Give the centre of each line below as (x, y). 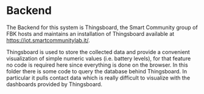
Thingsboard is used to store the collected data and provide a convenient (98, 52)
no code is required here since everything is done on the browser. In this (97, 65)
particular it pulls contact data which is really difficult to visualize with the (98, 78)
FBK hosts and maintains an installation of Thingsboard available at (90, 33)
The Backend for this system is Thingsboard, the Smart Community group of (102, 27)
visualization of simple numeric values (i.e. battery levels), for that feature (99, 58)
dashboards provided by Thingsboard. (54, 84)
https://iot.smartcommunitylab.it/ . (48, 40)
